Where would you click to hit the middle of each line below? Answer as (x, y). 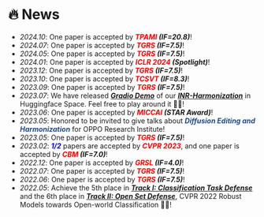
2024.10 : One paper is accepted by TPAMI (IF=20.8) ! (106, 36)
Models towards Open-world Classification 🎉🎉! (95, 204)
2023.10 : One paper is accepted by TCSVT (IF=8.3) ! (104, 79)
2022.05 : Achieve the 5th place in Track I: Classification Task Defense (136, 188)
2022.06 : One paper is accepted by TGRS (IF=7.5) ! (102, 179)
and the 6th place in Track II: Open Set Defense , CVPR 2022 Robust (130, 196)
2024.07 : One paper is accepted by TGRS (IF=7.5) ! (102, 45)
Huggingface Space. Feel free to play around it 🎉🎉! (102, 103)
